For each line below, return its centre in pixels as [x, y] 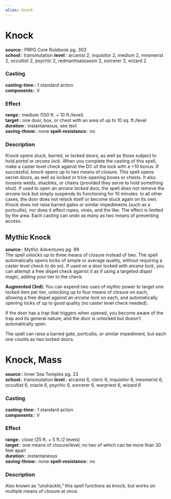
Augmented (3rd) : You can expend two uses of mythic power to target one [84, 287]
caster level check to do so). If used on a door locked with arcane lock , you [85, 266]
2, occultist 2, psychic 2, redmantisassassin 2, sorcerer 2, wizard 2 [76, 61]
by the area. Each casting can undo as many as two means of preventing [82, 215]
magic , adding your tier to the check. [44, 277]
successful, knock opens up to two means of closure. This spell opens [80, 172]
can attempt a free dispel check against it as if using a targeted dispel [79, 271]
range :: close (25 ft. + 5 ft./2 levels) [43, 440]
